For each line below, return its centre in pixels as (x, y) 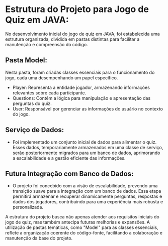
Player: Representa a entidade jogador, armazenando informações (81, 87)
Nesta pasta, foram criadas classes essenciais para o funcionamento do (80, 72)
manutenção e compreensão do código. (47, 44)
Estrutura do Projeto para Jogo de (77, 9)
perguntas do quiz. (32, 103)
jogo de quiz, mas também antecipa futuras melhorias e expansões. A (77, 222)
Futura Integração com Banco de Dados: (69, 173)
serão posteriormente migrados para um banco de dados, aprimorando (86, 153)
